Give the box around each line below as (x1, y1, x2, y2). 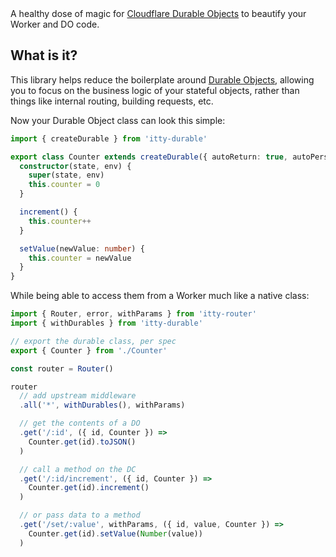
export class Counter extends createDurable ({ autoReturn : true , (10, 152, 288, 162)
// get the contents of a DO (19, 418, 141, 429)
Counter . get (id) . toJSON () (28, 437, 137, 447)
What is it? (10, 47, 78, 64)
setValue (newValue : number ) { (19, 243, 145, 254)
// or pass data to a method (19, 510, 141, 521)
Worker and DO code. (10, 18, 100, 30)
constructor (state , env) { (19, 161, 132, 171)
